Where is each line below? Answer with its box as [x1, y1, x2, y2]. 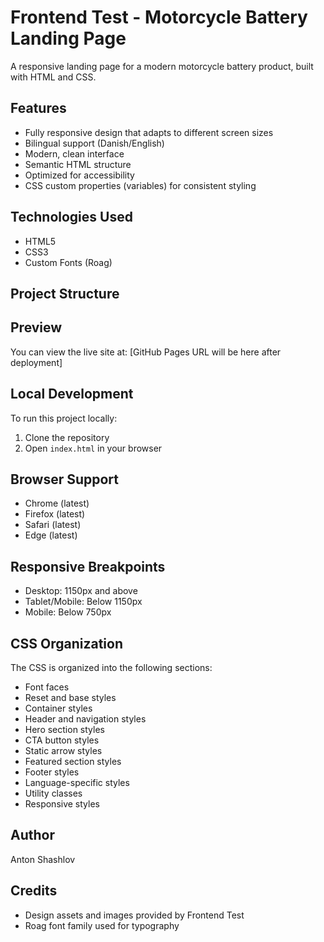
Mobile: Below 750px [24, 606, 112, 618]
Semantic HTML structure [24, 158, 132, 170]
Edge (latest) [24, 529, 78, 541]
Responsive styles [24, 798, 100, 810]
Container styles [24, 702, 93, 715]
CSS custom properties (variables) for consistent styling [24, 179, 257, 191]
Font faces [24, 681, 70, 693]
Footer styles [24, 766, 80, 778]
